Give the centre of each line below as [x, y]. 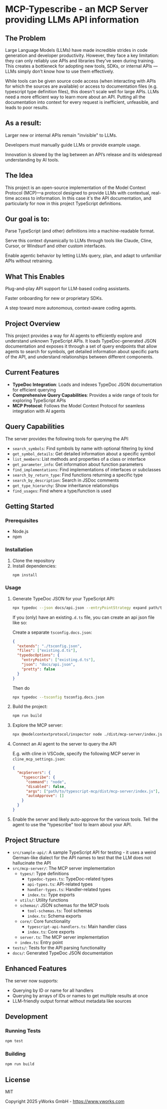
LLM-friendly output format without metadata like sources [72, 1001]
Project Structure [32, 840]
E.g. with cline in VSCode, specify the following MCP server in [76, 753]
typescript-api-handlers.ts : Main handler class [77, 926]
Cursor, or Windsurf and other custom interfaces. [56, 246]
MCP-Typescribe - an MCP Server [77, 9]
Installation [19, 550]
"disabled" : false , [46, 786]
